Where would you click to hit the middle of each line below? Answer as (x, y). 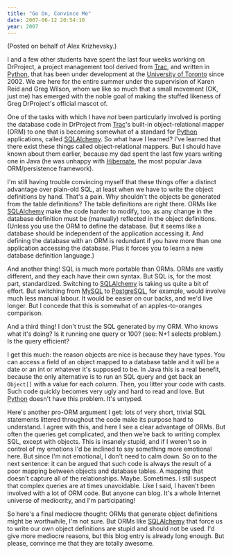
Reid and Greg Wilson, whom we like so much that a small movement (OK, (113, 89)
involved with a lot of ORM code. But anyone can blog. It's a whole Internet (114, 493)
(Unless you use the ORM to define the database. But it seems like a (104, 226)
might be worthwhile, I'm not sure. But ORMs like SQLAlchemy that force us (115, 521)
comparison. (25, 313)
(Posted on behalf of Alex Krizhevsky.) (62, 46)
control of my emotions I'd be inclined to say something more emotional (110, 449)
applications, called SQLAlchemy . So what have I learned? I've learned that (114, 139)
